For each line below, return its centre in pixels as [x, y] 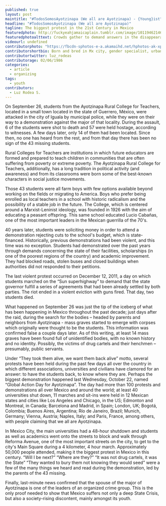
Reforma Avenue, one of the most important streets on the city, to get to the [82, 442]
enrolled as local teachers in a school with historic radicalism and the [75, 199]
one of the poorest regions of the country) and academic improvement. [78, 256]
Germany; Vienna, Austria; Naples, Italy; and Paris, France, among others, [80, 416]
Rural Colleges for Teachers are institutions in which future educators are [80, 153]
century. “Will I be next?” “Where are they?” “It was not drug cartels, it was [81, 458]
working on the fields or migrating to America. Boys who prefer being [76, 194]
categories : [17, 65]
